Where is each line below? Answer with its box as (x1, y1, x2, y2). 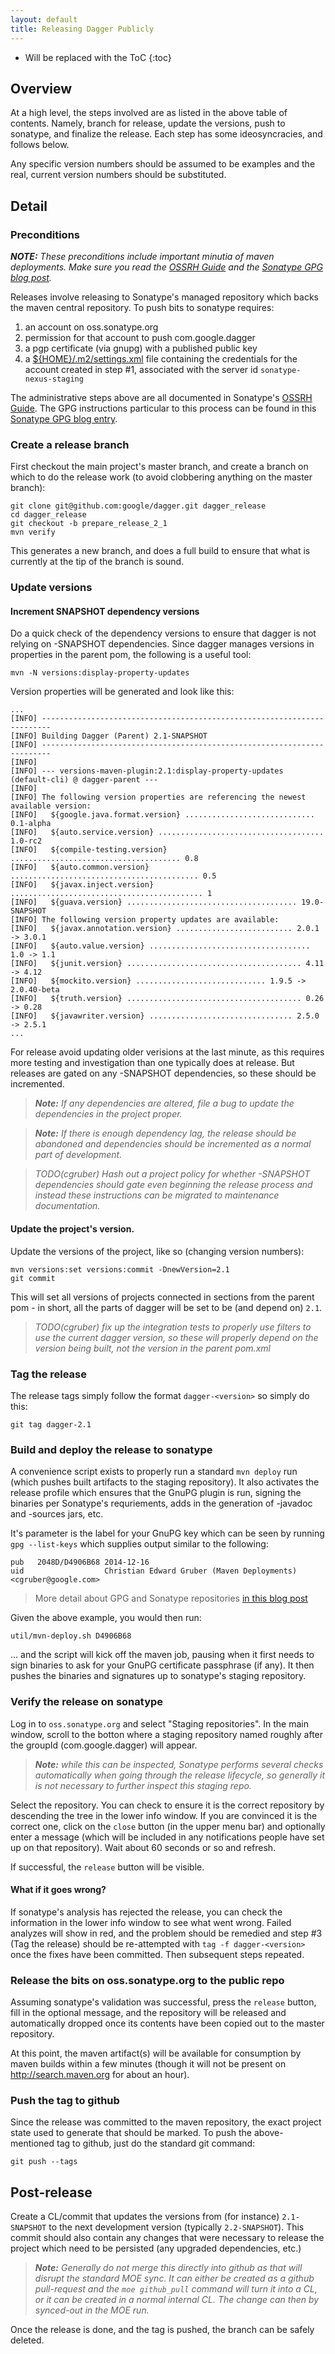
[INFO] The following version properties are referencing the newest (10, 792, 307, 803)
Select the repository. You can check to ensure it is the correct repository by (10, 1799, 325, 1811)
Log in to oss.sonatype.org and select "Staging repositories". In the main (10, 1717, 309, 1730)
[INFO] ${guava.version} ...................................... (10, 897, 298, 908)
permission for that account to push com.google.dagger (24, 332, 256, 343)
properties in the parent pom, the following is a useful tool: (10, 649, 252, 661)
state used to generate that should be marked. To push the (10, 2127, 253, 2139)
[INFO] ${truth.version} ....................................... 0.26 (10, 994, 325, 1004)
